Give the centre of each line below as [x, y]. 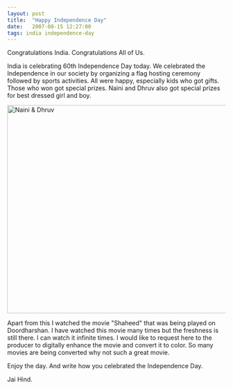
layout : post [26, 14]
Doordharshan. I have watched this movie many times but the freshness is [113, 331]
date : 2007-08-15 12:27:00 [49, 26]
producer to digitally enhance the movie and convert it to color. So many [110, 345]
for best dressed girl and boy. [49, 96]
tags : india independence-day [51, 33]
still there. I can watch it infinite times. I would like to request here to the [110, 338]
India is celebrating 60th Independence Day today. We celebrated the [106, 66]
